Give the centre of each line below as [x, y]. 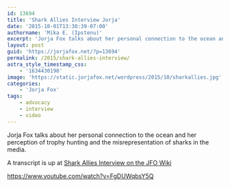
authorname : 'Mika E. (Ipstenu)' [55, 33]
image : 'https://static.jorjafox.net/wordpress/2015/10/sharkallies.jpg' [115, 77]
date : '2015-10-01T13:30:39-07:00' [58, 26]
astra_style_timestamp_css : [47, 64]
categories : [24, 84]
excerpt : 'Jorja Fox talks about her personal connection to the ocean [111, 39]
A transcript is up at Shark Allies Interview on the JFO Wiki [89, 162]
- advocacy [35, 103]
